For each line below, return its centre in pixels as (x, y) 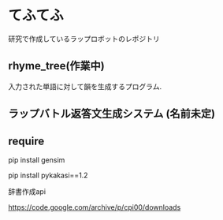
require (26, 141)
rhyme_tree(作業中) (56, 66)
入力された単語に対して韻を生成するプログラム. (85, 86)
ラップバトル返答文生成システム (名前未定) (111, 114)
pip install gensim (37, 160)
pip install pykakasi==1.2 (48, 175)
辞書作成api (27, 191)
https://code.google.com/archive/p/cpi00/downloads (95, 207)
